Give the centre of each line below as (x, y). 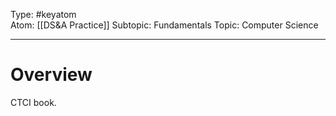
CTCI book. (33, 102)
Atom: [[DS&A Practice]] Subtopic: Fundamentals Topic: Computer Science (164, 25)
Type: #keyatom (43, 14)
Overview (51, 75)
